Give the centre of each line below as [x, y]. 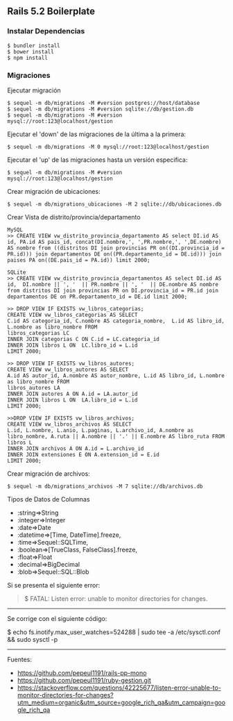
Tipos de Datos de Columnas [49, 499]
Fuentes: [20, 659]
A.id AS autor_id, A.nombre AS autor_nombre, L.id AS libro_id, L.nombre [116, 375]
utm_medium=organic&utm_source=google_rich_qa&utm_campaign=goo [121, 702]
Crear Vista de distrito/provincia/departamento [74, 217]
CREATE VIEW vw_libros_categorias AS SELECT [72, 315]
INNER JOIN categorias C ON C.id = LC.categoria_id [83, 339]
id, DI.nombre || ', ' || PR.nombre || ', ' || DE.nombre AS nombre [113, 284]
